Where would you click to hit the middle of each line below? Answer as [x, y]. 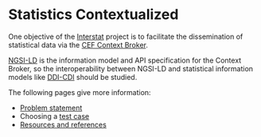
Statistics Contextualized [93, 15]
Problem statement [51, 108]
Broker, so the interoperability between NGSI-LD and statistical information [130, 68]
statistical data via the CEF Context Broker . [78, 44]
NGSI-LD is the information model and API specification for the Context [125, 60]
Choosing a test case [55, 116]
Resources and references [63, 124]
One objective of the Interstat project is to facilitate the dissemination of [126, 36]
